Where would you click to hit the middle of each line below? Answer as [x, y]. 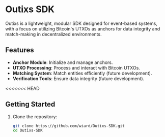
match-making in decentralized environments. [53, 34]
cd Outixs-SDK [28, 130]
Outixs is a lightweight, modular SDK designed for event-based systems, [81, 23]
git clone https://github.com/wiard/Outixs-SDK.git [68, 126]
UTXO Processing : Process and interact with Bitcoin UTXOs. [76, 67]
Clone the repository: [35, 116]
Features [20, 50]
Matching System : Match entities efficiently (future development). [82, 73]
